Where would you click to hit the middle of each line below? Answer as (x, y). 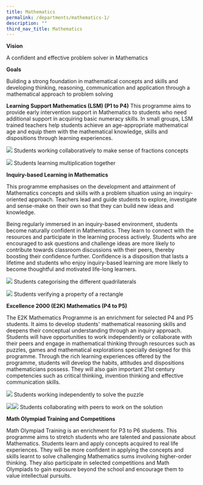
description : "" (27, 23)
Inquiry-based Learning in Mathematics (57, 175)
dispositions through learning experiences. (60, 138)
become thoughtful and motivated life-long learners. (72, 269)
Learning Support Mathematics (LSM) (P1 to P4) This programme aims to (99, 106)
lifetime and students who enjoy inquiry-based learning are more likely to (98, 263)
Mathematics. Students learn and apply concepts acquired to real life (92, 444)
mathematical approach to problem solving (60, 94)
